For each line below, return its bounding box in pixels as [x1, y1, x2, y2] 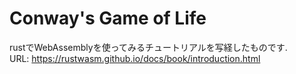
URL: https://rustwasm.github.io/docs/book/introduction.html [9, 52, 261, 64]
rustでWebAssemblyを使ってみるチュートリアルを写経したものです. [9, 41, 288, 53]
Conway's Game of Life [9, 7, 207, 30]
